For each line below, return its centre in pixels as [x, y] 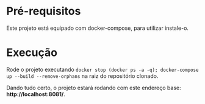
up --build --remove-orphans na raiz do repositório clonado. [82, 76]
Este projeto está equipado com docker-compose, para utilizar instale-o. [98, 28]
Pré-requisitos [44, 11]
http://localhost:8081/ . [36, 94]
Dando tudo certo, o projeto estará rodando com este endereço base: [94, 88]
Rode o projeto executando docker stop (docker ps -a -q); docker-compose [103, 69]
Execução [32, 53]
